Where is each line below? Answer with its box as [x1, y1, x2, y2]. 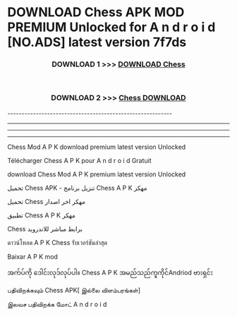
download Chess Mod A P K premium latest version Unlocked [7, 170, 186, 178]
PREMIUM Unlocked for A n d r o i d [7, 19, 216, 35]
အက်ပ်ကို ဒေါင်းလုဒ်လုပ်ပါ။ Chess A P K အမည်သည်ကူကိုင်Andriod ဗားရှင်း [7, 268, 214, 276]
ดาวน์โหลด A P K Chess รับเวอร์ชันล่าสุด [7, 238, 108, 247]
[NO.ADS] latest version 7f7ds [7, 35, 187, 50]
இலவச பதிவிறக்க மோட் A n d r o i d [7, 300, 107, 308]
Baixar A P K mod [7, 252, 59, 261]
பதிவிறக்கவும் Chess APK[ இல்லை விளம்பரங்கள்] [7, 286, 141, 294]
